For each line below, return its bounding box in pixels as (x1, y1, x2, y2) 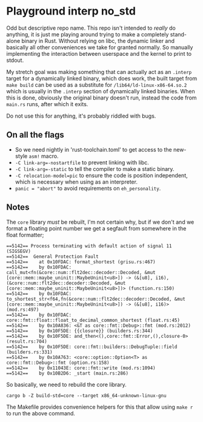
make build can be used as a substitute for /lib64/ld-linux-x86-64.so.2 (6, 81, 187, 89)
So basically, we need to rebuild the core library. (6, 381, 127, 388)
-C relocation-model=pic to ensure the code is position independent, (15, 172, 188, 179)
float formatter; (6, 231, 44, 238)
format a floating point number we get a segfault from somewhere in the (6, 224, 187, 232)
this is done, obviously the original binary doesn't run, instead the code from (6, 94, 197, 101)
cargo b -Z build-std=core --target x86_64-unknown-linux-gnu (6, 392, 167, 398)
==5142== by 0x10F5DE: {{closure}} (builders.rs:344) (6, 327, 153, 334)
